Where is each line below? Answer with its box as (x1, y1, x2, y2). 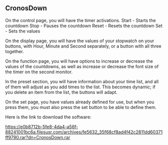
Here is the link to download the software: (5, 114, 92, 120)
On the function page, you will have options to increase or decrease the (5, 58, 153, 64)
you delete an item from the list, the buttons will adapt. (5, 89, 118, 95)
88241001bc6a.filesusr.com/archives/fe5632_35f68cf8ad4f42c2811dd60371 (5, 129, 163, 135)
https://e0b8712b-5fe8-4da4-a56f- (5, 123, 79, 129)
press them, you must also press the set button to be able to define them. (5, 104, 157, 110)
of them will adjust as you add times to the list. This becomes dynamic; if (5, 84, 155, 90)
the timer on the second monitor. (5, 69, 73, 75)
